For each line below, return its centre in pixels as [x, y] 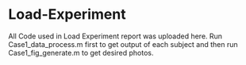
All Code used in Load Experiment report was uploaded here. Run [115, 36]
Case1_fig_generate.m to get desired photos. [81, 52]
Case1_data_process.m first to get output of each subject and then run [123, 44]
